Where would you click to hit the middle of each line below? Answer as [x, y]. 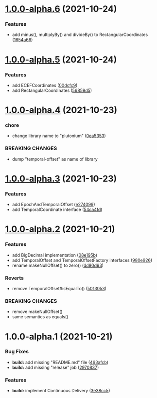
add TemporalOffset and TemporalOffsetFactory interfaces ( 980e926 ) [82, 260]
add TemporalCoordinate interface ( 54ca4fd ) [57, 209]
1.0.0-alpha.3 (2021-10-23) [61, 179]
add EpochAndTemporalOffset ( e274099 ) [54, 205]
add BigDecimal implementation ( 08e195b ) [55, 255]
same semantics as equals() [40, 317]
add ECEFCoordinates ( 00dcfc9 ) [45, 85]
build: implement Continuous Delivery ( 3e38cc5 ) [61, 391]
